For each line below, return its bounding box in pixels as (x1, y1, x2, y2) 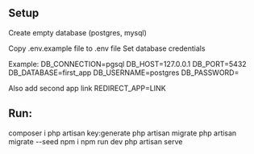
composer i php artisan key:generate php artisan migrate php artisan (8, 128, 237, 138)
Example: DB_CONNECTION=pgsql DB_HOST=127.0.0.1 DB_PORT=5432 (8, 59, 248, 69)
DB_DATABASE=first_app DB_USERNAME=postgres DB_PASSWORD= (8, 68, 239, 77)
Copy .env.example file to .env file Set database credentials (8, 44, 206, 53)
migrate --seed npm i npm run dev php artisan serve (8, 136, 183, 146)
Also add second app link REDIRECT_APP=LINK (8, 83, 167, 93)
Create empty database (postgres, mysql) (8, 27, 148, 37)
